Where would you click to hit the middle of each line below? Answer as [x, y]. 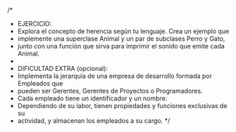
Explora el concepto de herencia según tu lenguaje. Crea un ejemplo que [123, 31]
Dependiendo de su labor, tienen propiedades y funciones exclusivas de [122, 106]
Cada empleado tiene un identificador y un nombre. [92, 98]
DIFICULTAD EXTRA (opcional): [62, 68]
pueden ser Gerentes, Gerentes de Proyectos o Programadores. [110, 91]
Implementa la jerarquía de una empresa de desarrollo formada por [115, 76]
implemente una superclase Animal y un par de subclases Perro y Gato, [121, 39]
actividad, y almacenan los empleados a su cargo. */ [94, 121]
